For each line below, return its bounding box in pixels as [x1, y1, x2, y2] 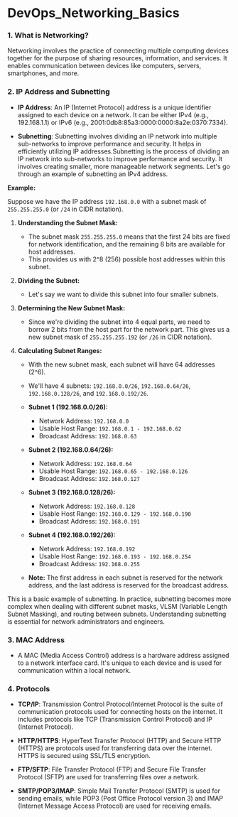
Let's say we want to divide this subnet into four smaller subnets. [28, 290, 219, 298]
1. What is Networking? [7, 31, 89, 40]
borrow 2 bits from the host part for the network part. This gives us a [28, 325, 230, 333]
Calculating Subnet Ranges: [17, 346, 102, 355]
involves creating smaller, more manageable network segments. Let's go [17, 162, 231, 171]
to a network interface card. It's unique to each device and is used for [17, 659, 222, 667]
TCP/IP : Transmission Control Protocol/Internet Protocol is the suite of [17, 700, 224, 708]
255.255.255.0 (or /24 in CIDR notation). [7, 205, 124, 213]
